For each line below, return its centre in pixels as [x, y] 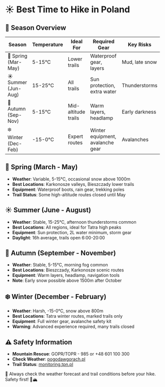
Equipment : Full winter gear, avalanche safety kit [62, 322]
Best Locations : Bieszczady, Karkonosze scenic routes [68, 270]
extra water [103, 91]
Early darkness [139, 112]
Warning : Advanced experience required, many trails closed [73, 327]
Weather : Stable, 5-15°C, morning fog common [60, 265]
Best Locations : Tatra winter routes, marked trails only [67, 316]
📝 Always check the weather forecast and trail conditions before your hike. [81, 374]
